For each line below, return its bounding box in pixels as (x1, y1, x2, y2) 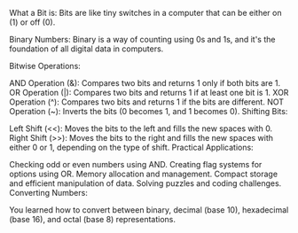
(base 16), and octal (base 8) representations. (9, 214, 176, 224)
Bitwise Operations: (9, 61, 82, 71)
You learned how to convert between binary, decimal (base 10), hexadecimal (9, 205, 289, 215)
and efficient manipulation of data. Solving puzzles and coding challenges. (9, 178, 282, 189)
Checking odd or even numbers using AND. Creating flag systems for (9, 159, 263, 169)
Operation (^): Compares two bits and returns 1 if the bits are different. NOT (9, 97, 285, 107)
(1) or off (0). (9, 17, 56, 27)
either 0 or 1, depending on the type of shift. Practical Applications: (9, 142, 255, 152)
